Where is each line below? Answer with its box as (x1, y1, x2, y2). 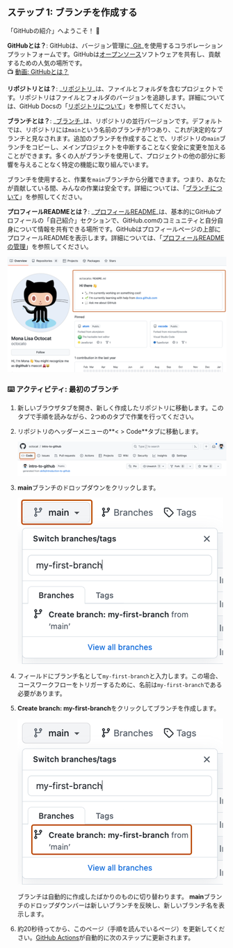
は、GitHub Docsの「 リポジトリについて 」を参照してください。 (7, 102, 190, 110)
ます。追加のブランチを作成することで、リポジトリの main (55, 134, 220, 142)
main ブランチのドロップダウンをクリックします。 (17, 483, 160, 492)
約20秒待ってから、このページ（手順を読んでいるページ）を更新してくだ (17, 924, 225, 933)
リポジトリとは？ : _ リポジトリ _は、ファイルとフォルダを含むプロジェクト (7, 84, 218, 93)
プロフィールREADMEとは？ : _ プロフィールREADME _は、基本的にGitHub (7, 207, 216, 216)
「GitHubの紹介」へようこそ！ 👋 (7, 27, 100, 35)
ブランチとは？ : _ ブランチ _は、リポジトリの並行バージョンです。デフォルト (7, 116, 223, 125)
